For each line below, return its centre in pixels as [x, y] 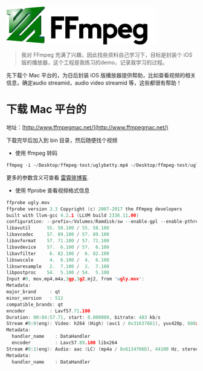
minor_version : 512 [35, 298]
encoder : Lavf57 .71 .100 [48, 311]
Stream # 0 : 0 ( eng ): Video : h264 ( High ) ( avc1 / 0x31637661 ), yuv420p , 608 [101, 324]
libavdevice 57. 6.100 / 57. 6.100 [58, 247]
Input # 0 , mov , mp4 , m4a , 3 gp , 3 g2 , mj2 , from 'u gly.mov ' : [76, 279]
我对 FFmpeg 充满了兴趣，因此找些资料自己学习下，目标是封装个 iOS [107, 55]
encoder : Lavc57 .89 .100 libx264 [65, 343]
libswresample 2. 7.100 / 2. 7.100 [58, 266]
